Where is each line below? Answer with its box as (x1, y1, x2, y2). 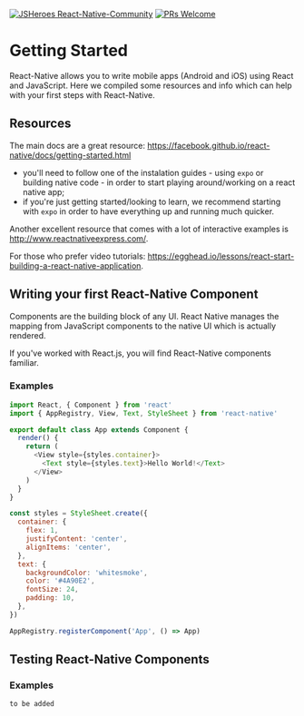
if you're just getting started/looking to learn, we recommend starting (22, 196, 281, 207)
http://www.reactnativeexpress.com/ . (9, 232, 149, 244)
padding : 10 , (25, 593, 75, 603)
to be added (9, 700, 54, 709)
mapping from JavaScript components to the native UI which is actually (9, 320, 277, 331)
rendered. (9, 329, 47, 340)
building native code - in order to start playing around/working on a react (22, 177, 296, 188)
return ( (25, 442, 59, 451)
